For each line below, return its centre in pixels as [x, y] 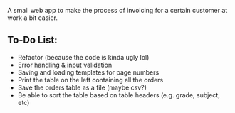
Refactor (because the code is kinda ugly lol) [83, 57]
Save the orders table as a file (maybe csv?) [82, 87]
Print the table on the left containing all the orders [90, 80]
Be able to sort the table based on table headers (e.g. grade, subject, [119, 95]
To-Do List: [33, 40]
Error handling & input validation [65, 65]
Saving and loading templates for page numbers [88, 72]
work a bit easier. [33, 18]
